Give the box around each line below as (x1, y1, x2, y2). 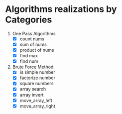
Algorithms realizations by (5, 3, 117, 15)
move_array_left (19, 97, 52, 103)
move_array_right (19, 103, 56, 109)
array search (19, 86, 46, 92)
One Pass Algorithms (12, 30, 56, 36)
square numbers (19, 81, 54, 87)
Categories (5, 14, 52, 25)
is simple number (19, 69, 56, 75)
